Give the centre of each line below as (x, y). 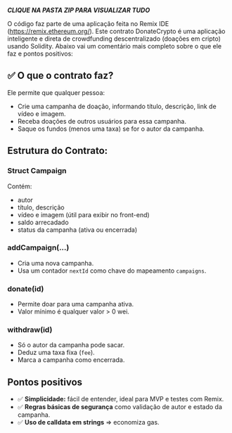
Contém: (20, 186)
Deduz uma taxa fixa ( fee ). (56, 353)
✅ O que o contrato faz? (60, 76)
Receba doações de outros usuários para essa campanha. (102, 121)
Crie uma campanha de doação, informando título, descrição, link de (117, 106)
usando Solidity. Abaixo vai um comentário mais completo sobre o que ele (115, 46)
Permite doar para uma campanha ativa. (76, 304)
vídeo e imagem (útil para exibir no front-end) (83, 214)
